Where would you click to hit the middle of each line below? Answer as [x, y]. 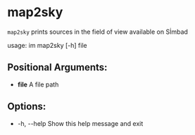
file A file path [38, 84]
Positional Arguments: [57, 67]
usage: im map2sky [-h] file [47, 45]
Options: [27, 107]
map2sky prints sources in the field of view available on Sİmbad [98, 32]
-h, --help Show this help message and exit [80, 123]
